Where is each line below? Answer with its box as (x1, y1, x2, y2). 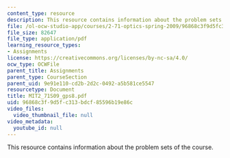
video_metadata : (7, 118, 53, 125)
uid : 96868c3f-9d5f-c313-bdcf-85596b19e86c (7, 99, 133, 106)
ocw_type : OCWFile (7, 61, 60, 68)
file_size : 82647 (7, 29, 57, 36)
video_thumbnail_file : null (13, 111, 94, 118)
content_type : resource (7, 10, 75, 17)
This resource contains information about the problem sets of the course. (7, 143, 214, 151)
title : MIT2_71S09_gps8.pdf (7, 93, 88, 100)
